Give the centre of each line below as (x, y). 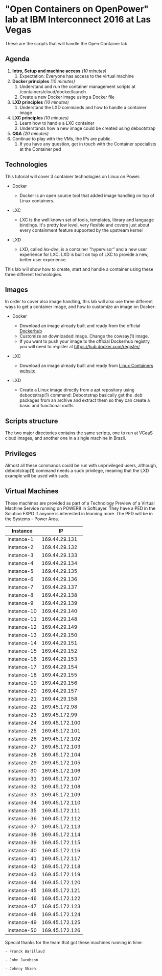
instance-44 (22, 882)
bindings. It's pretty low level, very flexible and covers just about (84, 225)
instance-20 (22, 691)
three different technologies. (34, 274)
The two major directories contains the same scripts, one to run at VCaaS (79, 433)
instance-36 (22, 818)
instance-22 (22, 707)
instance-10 (22, 611)
